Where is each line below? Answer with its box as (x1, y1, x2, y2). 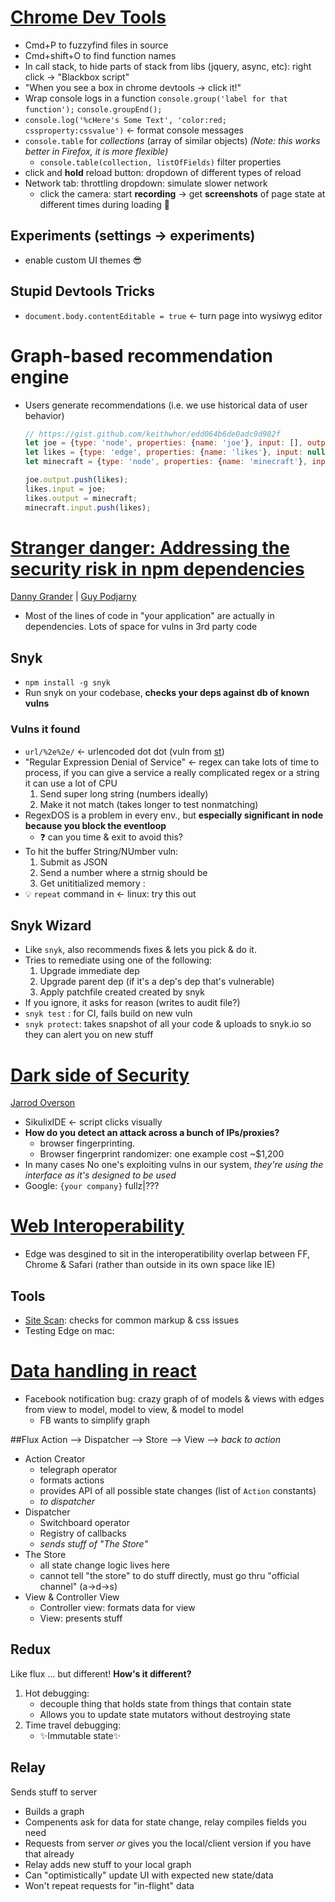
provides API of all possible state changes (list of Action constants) (39, 1484, 317, 1496)
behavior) (24, 409, 65, 421)
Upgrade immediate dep (39, 965, 140, 977)
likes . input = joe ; (24, 484, 107, 494)
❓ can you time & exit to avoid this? (39, 831, 183, 843)
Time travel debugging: (24, 1719, 122, 1731)
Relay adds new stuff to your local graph (24, 1858, 192, 1870)
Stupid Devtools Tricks (10, 283, 156, 300)
